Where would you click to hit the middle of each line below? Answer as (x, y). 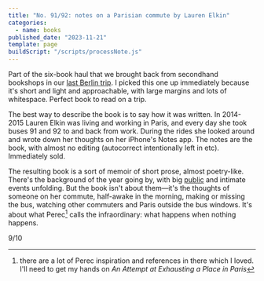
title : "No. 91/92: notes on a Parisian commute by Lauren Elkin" (119, 15)
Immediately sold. (37, 156)
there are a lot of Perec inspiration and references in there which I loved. (136, 261)
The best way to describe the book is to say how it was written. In (114, 114)
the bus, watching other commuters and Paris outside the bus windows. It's (130, 204)
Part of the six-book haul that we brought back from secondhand (113, 74)
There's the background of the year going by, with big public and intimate (127, 180)
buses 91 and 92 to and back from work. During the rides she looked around (132, 131)
